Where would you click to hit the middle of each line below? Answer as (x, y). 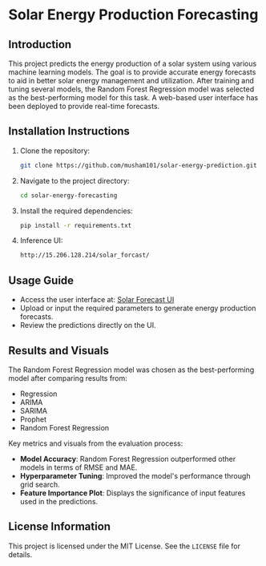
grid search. (40, 484)
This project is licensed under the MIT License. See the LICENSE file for (124, 546)
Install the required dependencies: (77, 211)
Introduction (40, 44)
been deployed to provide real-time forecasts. (84, 106)
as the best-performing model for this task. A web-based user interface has (133, 97)
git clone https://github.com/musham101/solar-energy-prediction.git (139, 165)
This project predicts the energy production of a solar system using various (133, 63)
